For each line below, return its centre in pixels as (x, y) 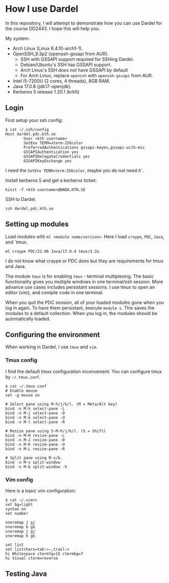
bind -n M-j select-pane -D (35, 413)
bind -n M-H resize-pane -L (35, 435)
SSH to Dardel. (21, 199)
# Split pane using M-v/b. (34, 458)
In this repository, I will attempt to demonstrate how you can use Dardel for (84, 23)
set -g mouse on (22, 395)
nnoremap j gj (20, 522)
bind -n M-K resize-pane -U (35, 444)
